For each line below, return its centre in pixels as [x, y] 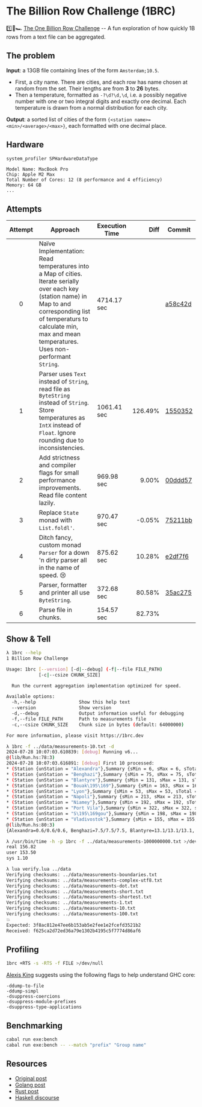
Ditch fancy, [56, 538]
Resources [27, 1064]
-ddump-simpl [23, 991]
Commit [179, 230]
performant [55, 357]
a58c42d [178, 304]
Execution [112, 226]
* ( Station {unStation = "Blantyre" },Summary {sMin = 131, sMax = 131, [98, 780]
